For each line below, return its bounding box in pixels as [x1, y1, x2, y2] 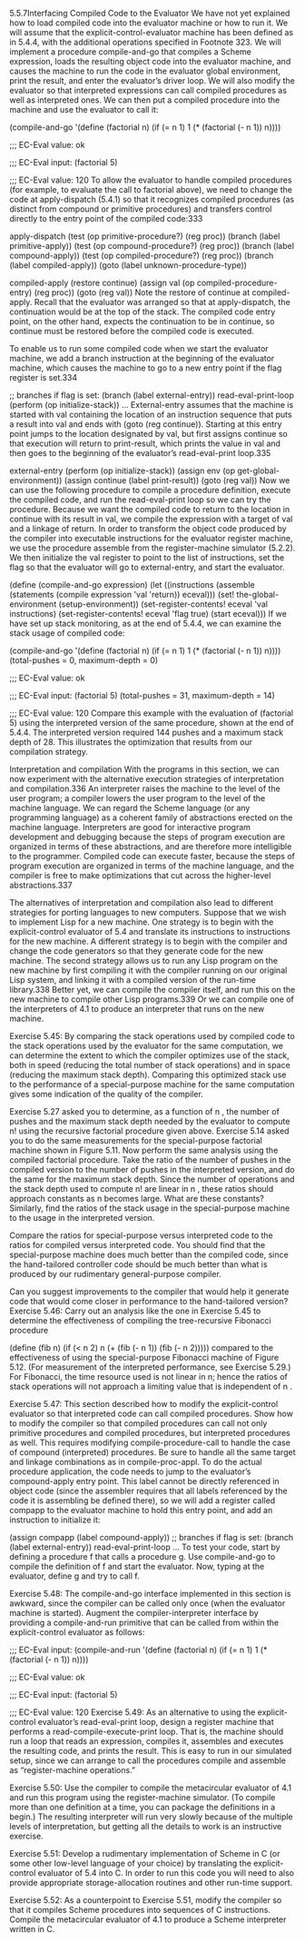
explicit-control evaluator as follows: [9, 1627, 145, 1638]
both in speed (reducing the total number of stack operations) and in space [9, 1060, 290, 1070]
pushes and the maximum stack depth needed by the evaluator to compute [9, 1116, 290, 1126]
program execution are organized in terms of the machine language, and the [9, 860, 295, 871]
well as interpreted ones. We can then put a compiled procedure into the [9, 94, 280, 105]
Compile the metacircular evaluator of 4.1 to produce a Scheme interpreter [9, 1914, 287, 1925]
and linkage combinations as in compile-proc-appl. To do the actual [9, 1457, 262, 1467]
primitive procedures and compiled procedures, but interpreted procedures [9, 1428, 290, 1438]
